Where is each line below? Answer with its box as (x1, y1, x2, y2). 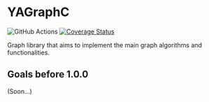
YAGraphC (7, 4, 70, 20)
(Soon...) (7, 87, 33, 95)
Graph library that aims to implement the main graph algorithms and (7, 41, 203, 49)
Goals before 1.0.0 (7, 68, 89, 80)
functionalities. (7, 48, 50, 57)
